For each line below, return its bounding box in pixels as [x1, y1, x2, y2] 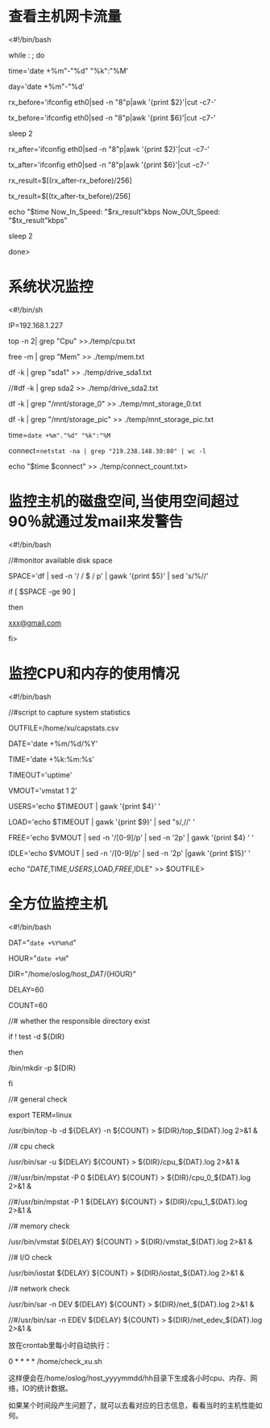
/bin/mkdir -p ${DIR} [8, 1063, 77, 1072]
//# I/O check [8, 1252, 52, 1262]
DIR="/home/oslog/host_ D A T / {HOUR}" [8, 969, 137, 979]
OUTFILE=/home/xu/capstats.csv [8, 722, 119, 732]
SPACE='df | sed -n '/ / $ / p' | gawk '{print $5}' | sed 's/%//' [8, 571, 209, 580]
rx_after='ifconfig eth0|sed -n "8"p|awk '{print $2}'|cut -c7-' [8, 144, 210, 154]
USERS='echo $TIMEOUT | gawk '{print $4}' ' [8, 801, 161, 811]
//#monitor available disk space [8, 555, 113, 565]
